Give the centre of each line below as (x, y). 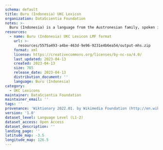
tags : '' (14, 104)
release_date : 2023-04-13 (40, 73)
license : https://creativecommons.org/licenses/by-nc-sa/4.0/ (78, 54)
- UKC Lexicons (25, 90)
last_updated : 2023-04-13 (40, 59)
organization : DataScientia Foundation (45, 18)
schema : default (21, 9)
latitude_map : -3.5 (25, 135)
